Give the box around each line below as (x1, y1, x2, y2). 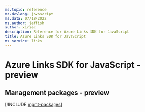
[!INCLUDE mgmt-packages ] (5, 101, 62, 107)
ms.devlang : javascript (5, 12, 54, 16)
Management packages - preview (5, 89, 109, 97)
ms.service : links (5, 39, 42, 43)
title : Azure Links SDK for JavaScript (5, 34, 86, 39)
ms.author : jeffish (5, 20, 45, 26)
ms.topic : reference (5, 7, 47, 12)
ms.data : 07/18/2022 (5, 16, 47, 21)
